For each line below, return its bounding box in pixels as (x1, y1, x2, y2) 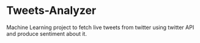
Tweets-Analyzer (6, 4, 97, 18)
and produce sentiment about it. (6, 30, 87, 37)
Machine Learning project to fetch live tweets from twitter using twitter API (6, 24, 194, 31)
